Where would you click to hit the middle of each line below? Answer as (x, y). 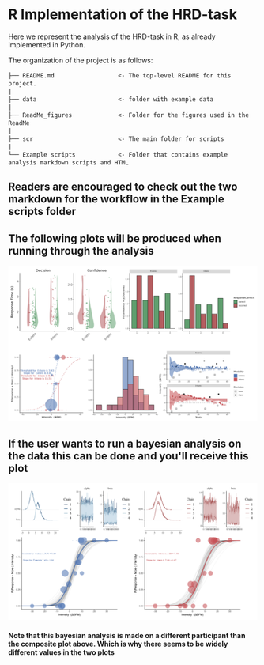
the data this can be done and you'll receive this (128, 456)
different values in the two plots (61, 652)
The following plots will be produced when (115, 238)
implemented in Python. (47, 44)
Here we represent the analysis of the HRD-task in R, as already (112, 36)
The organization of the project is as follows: (81, 60)
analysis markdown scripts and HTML (68, 162)
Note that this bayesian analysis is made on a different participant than (127, 635)
